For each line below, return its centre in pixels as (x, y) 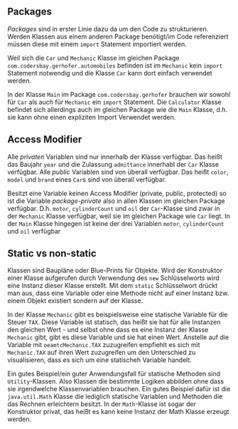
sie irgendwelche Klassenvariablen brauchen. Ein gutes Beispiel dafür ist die (119, 389)
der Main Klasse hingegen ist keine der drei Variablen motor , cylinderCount (116, 223)
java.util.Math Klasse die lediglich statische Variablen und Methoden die (115, 397)
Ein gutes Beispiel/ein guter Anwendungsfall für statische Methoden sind (114, 374)
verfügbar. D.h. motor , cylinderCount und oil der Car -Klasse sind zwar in (114, 208)
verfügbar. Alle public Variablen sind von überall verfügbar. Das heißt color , (118, 172)
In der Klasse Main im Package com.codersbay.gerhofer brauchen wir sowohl (119, 94)
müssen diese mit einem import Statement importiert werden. (97, 44)
